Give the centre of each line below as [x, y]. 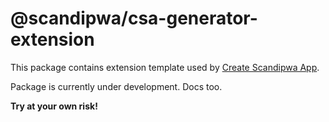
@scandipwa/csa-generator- [134, 18]
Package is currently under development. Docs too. [116, 86]
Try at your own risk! [54, 106]
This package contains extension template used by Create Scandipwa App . [165, 67]
